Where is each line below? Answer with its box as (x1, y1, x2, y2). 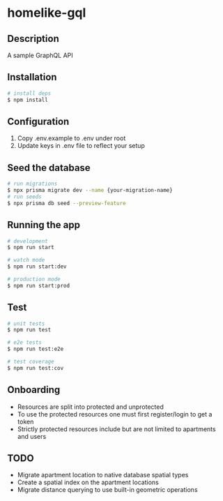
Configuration (7, 115, 70, 127)
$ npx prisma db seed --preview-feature (7, 200, 127, 207)
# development (7, 237, 49, 245)
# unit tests (7, 320, 45, 327)
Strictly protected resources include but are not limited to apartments (17, 424, 216, 433)
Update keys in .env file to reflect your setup (17, 142, 145, 150)
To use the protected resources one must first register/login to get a (17, 410, 213, 418)
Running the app (7, 219, 80, 231)
